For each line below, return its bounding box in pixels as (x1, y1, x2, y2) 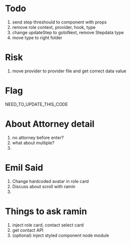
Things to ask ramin (5, 206, 87, 217)
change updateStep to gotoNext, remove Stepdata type (12, 29, 124, 35)
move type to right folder (12, 35, 63, 41)
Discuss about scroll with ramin (12, 183, 76, 189)
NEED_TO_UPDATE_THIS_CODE (5, 101, 68, 107)
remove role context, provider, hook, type (12, 24, 96, 30)
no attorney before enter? (12, 134, 64, 140)
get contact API (12, 227, 44, 233)
